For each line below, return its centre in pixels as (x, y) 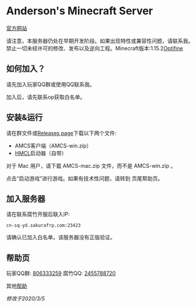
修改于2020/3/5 (26, 299)
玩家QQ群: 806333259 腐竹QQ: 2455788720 (61, 273)
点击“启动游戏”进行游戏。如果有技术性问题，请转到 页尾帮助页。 (85, 178)
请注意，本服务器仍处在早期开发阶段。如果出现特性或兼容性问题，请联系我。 (100, 40)
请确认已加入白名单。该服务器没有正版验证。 (61, 237)
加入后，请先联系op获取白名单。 (46, 97)
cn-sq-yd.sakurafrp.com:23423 (44, 225)
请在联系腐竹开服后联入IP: (38, 214)
